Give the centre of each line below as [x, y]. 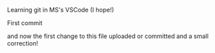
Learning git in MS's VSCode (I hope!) [61, 10]
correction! [23, 43]
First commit [25, 23]
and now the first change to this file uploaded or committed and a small [108, 36]
